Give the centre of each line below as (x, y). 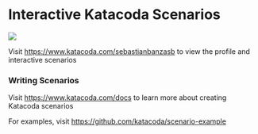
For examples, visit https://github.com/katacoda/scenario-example (117, 121)
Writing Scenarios (44, 80)
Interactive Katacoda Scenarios (114, 15)
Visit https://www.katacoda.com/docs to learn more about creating (117, 98)
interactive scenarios (42, 59)
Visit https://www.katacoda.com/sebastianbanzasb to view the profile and (129, 51)
